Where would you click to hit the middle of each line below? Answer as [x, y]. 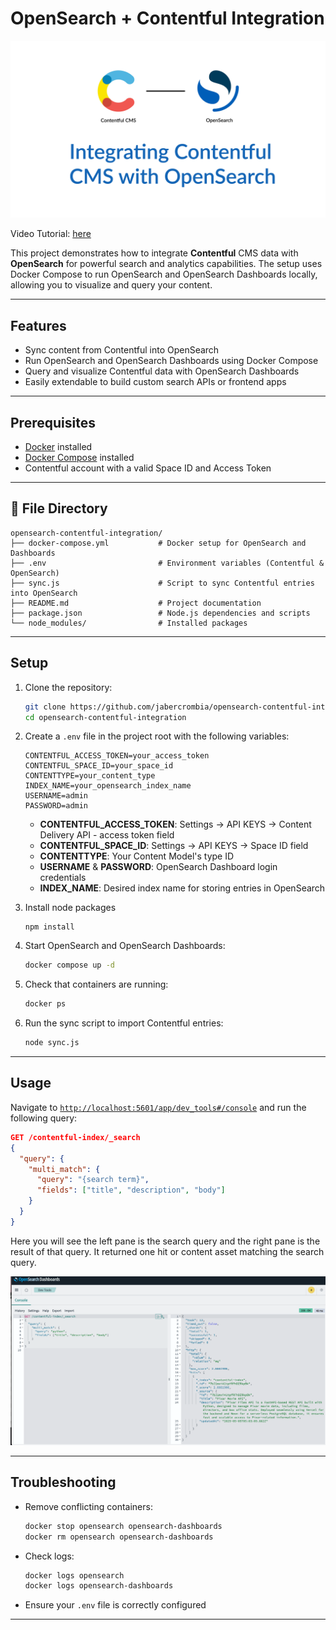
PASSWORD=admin [56, 806]
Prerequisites [53, 422]
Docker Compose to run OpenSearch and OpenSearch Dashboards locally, [164, 274]
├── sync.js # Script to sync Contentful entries [162, 583]
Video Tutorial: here [51, 234]
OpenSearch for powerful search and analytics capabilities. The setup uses [166, 264]
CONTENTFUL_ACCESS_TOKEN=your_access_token [117, 756]
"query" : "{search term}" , [93, 1180]
